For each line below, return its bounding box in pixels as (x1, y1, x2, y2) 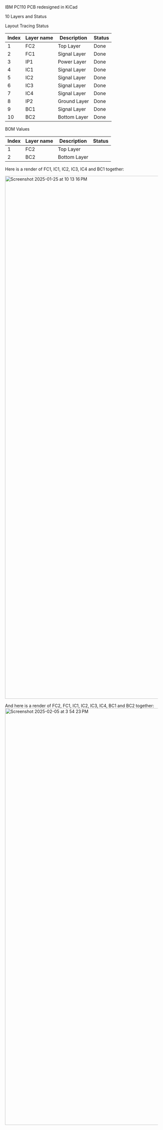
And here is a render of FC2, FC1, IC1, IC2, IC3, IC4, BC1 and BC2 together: (5, 703, 154, 708)
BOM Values (5, 126, 30, 132)
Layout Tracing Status (5, 23, 49, 29)
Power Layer (58, 58, 86, 65)
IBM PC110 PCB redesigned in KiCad (5, 4, 78, 10)
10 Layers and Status (5, 14, 47, 19)
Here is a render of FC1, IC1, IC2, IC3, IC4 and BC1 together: (5, 166, 125, 172)
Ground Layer (58, 98, 89, 104)
